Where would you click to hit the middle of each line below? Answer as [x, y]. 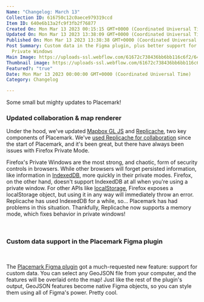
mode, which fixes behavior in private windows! [66, 214]
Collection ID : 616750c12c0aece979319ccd [59, 18]
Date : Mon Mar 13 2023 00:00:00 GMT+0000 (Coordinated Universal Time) [99, 74]
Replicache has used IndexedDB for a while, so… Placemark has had [92, 201]
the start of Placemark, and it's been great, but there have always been [95, 144]
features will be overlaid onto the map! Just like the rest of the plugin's [94, 280]
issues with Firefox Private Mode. [48, 151]
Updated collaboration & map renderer [64, 118]
